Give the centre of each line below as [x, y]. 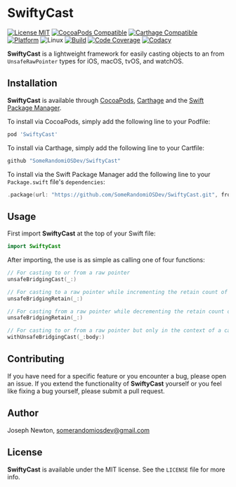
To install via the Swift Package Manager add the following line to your [109, 174]
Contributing [36, 359]
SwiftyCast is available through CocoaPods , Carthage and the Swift [106, 100]
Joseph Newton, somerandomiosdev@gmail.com [78, 430]
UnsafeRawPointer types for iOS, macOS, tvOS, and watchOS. [96, 61]
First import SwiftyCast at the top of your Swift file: [81, 233]
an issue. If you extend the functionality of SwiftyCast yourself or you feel [115, 383]
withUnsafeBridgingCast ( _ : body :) [56, 337]
